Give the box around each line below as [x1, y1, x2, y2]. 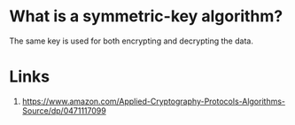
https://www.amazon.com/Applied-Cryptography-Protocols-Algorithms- [21, 96, 286, 106]
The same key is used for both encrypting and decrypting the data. [9, 35, 254, 46]
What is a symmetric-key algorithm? [9, 6, 283, 27]
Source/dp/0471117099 [21, 105, 106, 116]
